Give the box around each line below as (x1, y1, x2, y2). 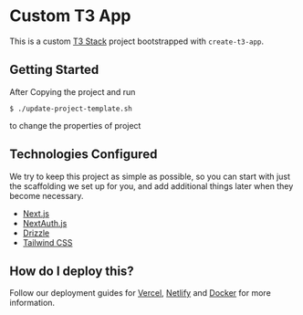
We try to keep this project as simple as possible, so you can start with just (9, 171, 290, 182)
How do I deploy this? (9, 263, 134, 278)
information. (9, 298, 56, 309)
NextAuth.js (22, 217, 68, 228)
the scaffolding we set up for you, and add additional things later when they (9, 180, 294, 192)
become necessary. (9, 190, 84, 201)
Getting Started (9, 62, 99, 78)
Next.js (22, 207, 50, 219)
